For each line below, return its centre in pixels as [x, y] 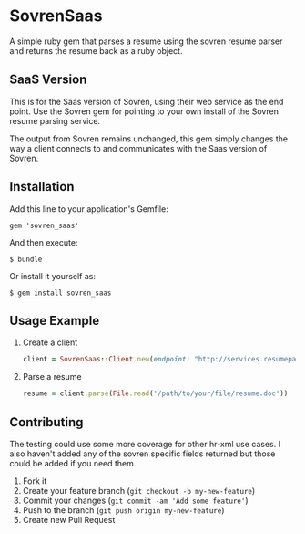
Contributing [46, 422]
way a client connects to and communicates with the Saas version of [138, 148]
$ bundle [26, 259]
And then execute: [44, 242]
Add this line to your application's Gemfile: [89, 209]
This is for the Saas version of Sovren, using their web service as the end [147, 101]
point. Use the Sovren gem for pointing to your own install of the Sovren [144, 111]
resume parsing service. [55, 120]
